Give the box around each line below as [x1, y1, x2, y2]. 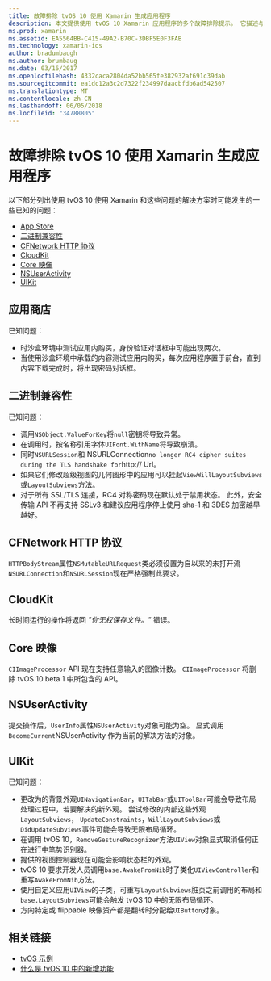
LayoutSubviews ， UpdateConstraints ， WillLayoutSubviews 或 [19, 814, 221, 824]
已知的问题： [15, 205, 58, 215]
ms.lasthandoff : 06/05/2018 [8, 102, 103, 110]
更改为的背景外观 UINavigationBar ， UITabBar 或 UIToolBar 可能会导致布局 [19, 794, 256, 803]
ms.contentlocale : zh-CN [8, 94, 92, 103]
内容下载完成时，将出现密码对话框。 [19, 363, 141, 372]
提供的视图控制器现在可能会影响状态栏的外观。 [19, 854, 176, 864]
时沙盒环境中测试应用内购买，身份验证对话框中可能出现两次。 [19, 342, 226, 352]
